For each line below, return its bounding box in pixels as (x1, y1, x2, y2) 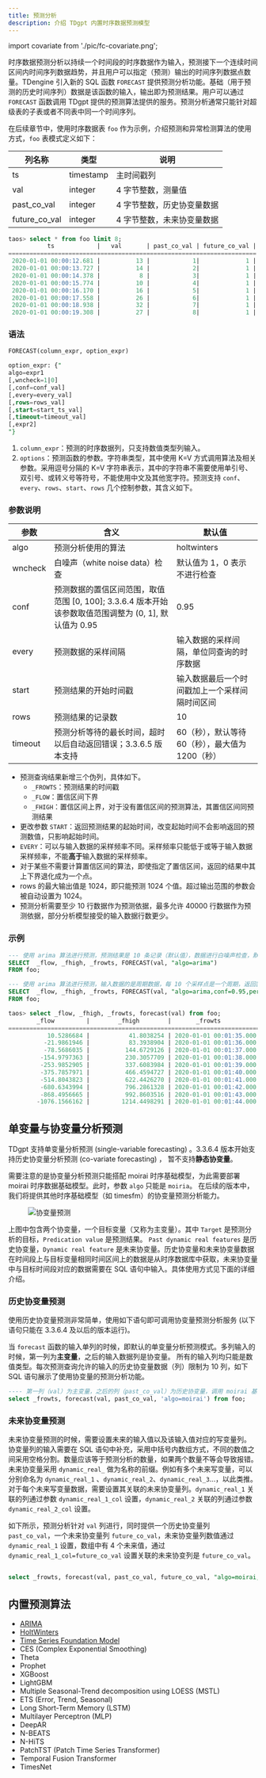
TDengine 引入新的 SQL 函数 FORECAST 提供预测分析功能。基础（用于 (21, 77, 245, 86)
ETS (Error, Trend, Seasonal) (19, 1695, 113, 1704)
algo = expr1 (8, 369, 44, 377)
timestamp (69, 169, 109, 180)
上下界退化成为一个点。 (19, 871, 97, 881)
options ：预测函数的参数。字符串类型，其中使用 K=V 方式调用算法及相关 (19, 453, 256, 463)
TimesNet (19, 1762, 52, 1772)
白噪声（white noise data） (54, 557, 155, 568)
